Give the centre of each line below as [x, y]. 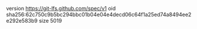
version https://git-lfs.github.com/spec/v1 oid [61, 8]
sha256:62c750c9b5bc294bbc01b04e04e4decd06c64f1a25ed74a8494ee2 [99, 14]
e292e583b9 [22, 21]
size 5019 [50, 21]
